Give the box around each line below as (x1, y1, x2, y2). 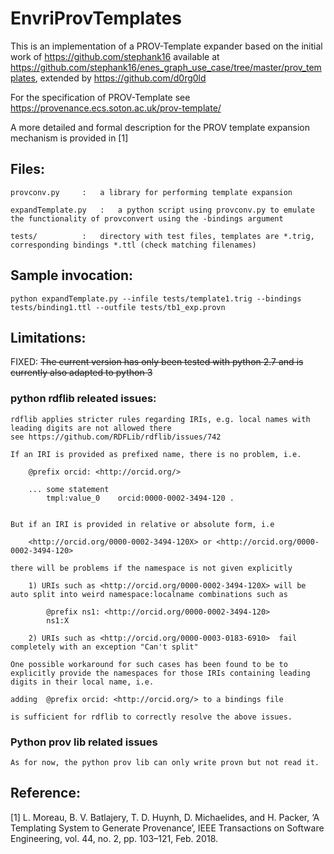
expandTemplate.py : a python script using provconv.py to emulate (10, 205, 315, 215)
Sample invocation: (10, 267, 134, 284)
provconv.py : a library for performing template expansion (10, 187, 293, 197)
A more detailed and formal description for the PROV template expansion (10, 121, 311, 133)
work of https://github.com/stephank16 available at (10, 50, 220, 62)
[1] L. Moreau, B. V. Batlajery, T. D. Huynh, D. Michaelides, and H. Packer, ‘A (10, 811, 320, 823)
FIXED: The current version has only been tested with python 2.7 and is (10, 356, 304, 368)
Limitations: (10, 329, 87, 346)
